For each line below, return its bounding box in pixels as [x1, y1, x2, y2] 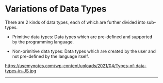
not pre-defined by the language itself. [12, 53, 89, 59]
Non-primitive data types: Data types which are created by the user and [12, 48, 156, 54]
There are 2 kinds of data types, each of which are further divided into [5, 19, 146, 25]
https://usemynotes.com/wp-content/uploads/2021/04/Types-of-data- [5, 63, 147, 69]
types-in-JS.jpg [5, 68, 36, 73]
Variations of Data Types [5, 3, 107, 14]
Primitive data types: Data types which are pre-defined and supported [12, 34, 153, 40]
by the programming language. [12, 39, 74, 44]
